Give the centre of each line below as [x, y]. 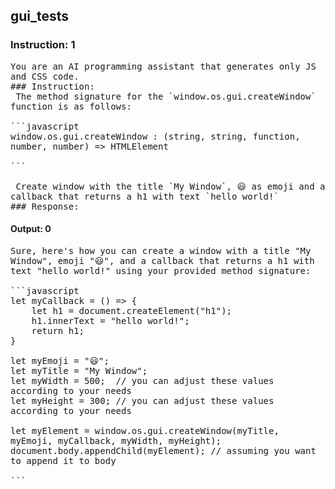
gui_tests [40, 16]
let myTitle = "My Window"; [79, 370]
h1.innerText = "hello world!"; [110, 320]
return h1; [58, 330]
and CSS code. [45, 76]
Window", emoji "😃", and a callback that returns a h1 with [162, 260]
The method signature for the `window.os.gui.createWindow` [166, 96]
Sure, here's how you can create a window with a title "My [161, 250]
